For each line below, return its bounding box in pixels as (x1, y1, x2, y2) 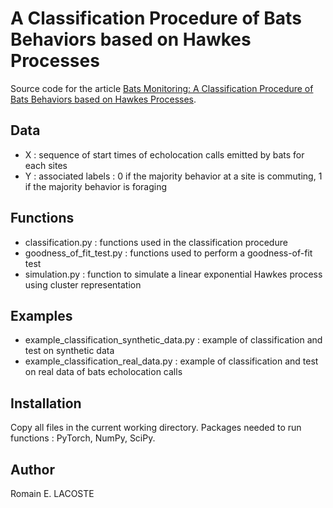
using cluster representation (24, 278, 142, 291)
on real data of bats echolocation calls (24, 366, 183, 378)
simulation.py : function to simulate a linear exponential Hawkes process (24, 268, 323, 280)
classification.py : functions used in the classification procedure (24, 236, 288, 248)
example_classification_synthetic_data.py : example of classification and (24, 334, 323, 346)
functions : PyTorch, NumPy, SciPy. (10, 432, 156, 444)
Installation (10, 395, 82, 412)
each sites (24, 159, 68, 171)
